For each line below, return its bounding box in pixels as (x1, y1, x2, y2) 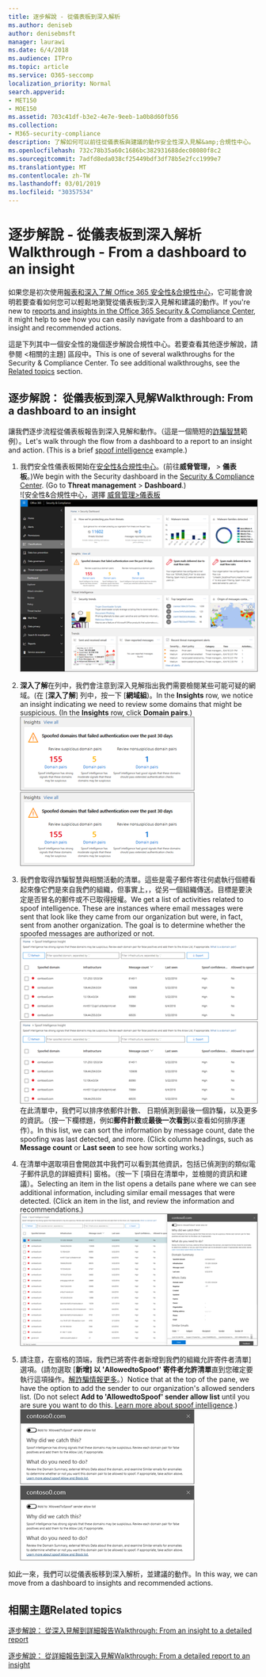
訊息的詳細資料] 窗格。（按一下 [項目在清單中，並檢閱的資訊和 (40, 1169, 241, 1178)
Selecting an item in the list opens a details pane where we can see (36, 1178, 256, 1188)
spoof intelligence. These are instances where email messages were (19, 903, 244, 913)
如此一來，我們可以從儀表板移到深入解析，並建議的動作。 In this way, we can (8, 1569, 258, 1579)
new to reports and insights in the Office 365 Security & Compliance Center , (8, 306, 256, 315)
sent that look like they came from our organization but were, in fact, (19, 912, 243, 922)
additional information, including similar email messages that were (19, 1187, 236, 1197)
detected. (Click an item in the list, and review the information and (19, 1196, 235, 1205)
